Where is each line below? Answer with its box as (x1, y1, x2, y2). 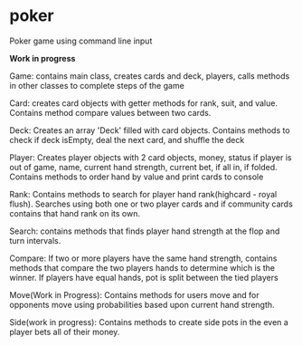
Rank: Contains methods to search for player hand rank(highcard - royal (9, 188, 278, 199)
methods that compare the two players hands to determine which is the (9, 262, 276, 273)
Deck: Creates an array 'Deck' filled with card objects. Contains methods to (9, 124, 291, 136)
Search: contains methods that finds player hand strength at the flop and (9, 226, 280, 236)
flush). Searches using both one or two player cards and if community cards (9, 198, 294, 209)
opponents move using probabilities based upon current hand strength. (9, 299, 275, 310)
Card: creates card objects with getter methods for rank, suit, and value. (9, 97, 278, 109)
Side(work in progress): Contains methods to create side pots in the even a (9, 316, 289, 327)
